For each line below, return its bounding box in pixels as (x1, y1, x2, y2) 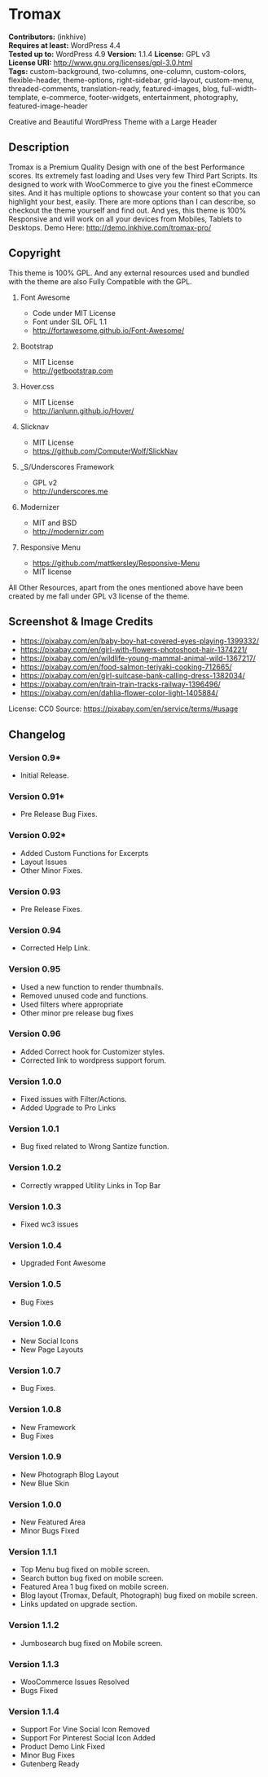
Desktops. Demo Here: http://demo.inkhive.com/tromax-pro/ (8, 222, 212, 232)
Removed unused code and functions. (20, 990, 148, 1000)
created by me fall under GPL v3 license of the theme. (8, 591, 190, 601)
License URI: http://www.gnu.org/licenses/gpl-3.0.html (8, 58, 193, 68)
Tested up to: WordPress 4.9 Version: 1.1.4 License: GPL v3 (8, 49, 211, 59)
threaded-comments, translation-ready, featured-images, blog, (8, 83, 220, 94)
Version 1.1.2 (8, 1620, 59, 1631)
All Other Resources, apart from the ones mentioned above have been (8, 582, 244, 592)
